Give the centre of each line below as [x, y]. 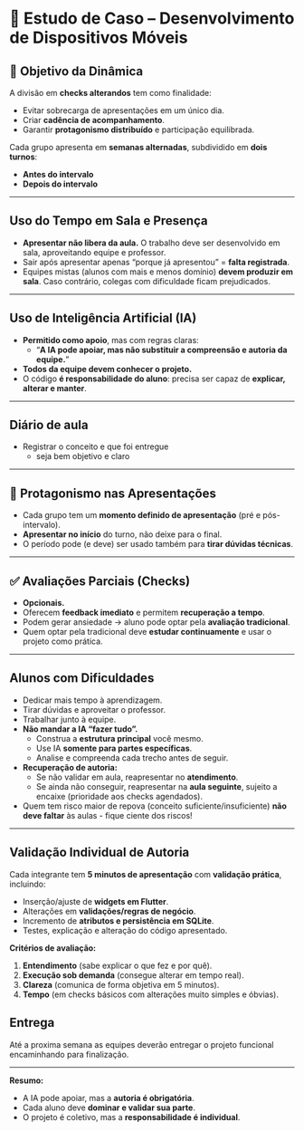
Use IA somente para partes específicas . [114, 748]
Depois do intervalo [60, 184]
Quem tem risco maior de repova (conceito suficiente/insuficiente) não [155, 806]
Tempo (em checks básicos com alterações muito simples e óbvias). [150, 994]
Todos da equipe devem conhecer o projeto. [107, 369]
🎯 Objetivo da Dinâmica [76, 71]
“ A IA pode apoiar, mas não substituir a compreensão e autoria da [161, 350]
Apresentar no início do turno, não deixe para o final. [122, 534]
